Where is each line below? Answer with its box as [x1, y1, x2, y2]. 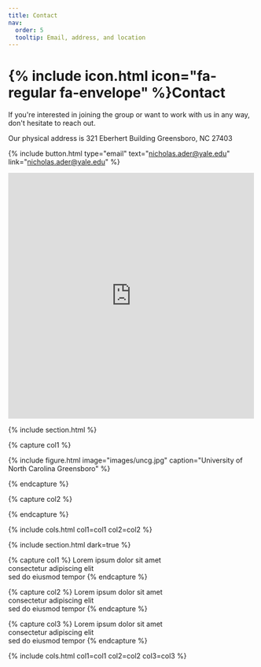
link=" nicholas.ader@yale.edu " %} [8, 157, 120, 167]
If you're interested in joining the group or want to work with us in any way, [8, 110, 250, 120]
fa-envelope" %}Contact [59, 84, 226, 102]
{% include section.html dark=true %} [8, 540, 131, 550]
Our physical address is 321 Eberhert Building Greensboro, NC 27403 [8, 134, 233, 143]
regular [8, 84, 57, 102]
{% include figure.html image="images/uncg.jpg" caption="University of [8, 455, 243, 465]
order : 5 [15, 26, 44, 34]
